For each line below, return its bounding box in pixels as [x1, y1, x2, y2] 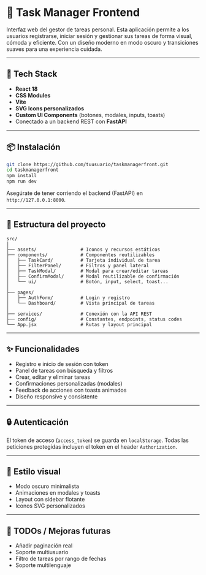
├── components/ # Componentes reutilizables [6, 251, 155, 258]
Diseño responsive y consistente [15, 392, 98, 400]
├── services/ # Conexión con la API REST [6, 311, 152, 317]
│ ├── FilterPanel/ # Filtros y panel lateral [6, 262, 150, 268]
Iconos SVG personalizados [15, 502, 86, 509]
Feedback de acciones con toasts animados [15, 386, 127, 394]
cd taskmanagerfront [6, 167, 59, 173]
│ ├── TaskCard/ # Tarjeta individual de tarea [6, 257, 161, 263]
